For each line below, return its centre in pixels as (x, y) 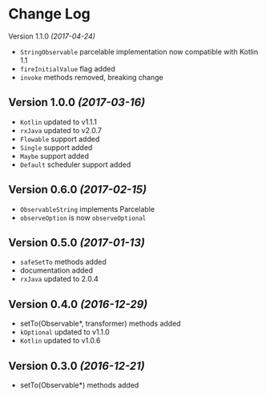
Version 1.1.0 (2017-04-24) (52, 36)
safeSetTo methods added (63, 262)
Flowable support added (60, 139)
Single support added (56, 147)
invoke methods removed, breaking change (91, 77)
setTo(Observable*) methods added (79, 385)
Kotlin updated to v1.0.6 (60, 341)
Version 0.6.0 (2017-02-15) (77, 190)
